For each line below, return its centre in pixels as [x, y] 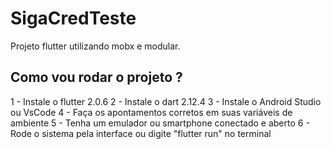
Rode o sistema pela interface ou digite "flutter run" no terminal [141, 133]
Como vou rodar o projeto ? [96, 77]
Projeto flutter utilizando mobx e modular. [95, 46]
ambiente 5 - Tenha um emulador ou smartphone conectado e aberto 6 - [160, 123]
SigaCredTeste [73, 18]
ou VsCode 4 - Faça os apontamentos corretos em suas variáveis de [151, 112]
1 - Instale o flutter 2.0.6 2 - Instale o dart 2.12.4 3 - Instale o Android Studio [166, 101]
